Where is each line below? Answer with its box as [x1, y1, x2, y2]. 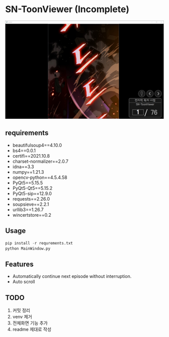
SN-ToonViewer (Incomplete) [5, 4, 130, 15]
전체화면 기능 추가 [12, 320, 48, 326]
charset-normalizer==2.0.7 [12, 158, 69, 164]
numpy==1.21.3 [12, 169, 44, 175]
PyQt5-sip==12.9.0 [12, 190, 52, 197]
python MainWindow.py [5, 246, 51, 251]
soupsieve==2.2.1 [12, 201, 49, 207]
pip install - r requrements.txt [5, 240, 73, 246]
